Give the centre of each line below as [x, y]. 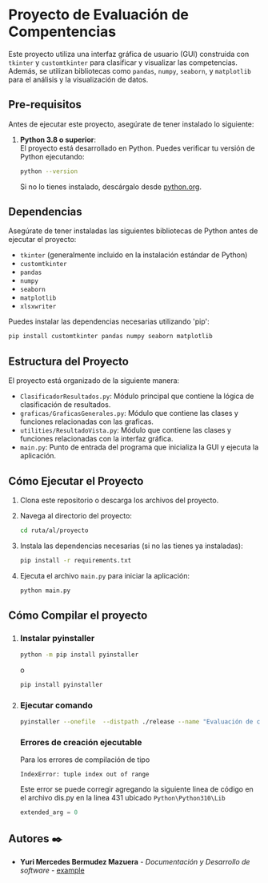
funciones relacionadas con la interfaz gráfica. [96, 439]
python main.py [45, 591]
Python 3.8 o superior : [58, 139]
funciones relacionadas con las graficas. [87, 421]
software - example [52, 870]
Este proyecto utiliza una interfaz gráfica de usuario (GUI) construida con [129, 54]
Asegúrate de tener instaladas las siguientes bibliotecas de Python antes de [133, 231]
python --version [49, 171]
